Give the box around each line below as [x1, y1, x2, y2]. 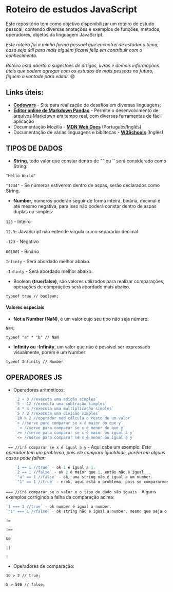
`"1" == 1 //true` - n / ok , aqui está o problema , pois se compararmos [15, 479, 169, 485]
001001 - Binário [6, 248, 40, 254]
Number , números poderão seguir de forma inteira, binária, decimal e [13, 197, 161, 203]
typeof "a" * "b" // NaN [6, 335, 59, 340]
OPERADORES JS [6, 373, 62, 382]
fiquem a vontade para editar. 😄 [6, 73, 75, 79]
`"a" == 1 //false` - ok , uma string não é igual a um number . [15, 474, 153, 480]
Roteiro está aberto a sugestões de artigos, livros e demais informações [6, 62, 159, 68]
